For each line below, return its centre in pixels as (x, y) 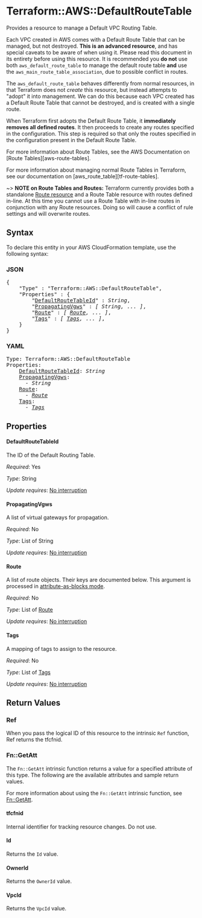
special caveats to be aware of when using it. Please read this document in (99, 52)
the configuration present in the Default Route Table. (71, 140)
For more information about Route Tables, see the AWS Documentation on (98, 152)
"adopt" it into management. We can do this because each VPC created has (100, 96)
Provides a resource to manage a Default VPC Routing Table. (82, 28)
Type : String (21, 478)
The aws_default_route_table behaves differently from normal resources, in (100, 83)
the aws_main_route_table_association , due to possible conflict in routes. (97, 71)
